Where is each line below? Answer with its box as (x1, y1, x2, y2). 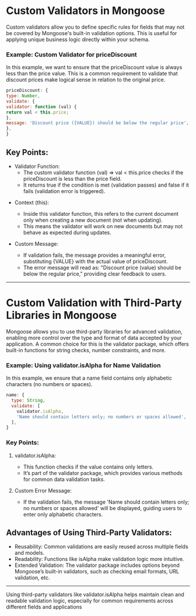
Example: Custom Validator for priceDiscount (6, 50, 137, 58)
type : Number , (6, 93, 41, 99)
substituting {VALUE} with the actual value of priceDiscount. (23, 257, 168, 264)
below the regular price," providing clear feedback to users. (23, 270, 167, 277)
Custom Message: (14, 240, 58, 247)
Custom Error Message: (14, 487, 72, 494)
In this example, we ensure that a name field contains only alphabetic (6, 374, 172, 381)
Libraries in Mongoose (6, 309, 117, 322)
